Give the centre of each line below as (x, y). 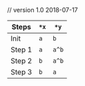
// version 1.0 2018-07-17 (42, 10)
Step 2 (21, 61)
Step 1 (21, 50)
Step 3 (21, 72)
